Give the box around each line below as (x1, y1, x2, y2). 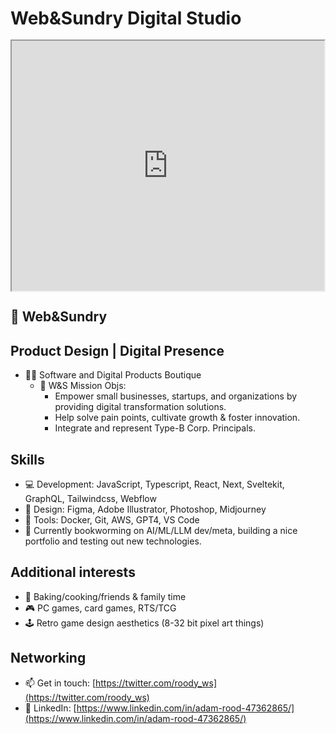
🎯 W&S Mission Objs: (39, 380, 127, 392)
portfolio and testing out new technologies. (24, 535, 202, 547)
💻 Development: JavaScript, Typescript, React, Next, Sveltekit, (24, 478, 285, 490)
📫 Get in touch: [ (24, 677, 97, 689)
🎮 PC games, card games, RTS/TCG (24, 602, 177, 614)
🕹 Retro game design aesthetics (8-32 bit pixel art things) (24, 617, 265, 629)
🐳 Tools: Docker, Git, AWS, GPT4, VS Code (24, 513, 200, 526)
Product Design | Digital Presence (10, 342, 225, 359)
